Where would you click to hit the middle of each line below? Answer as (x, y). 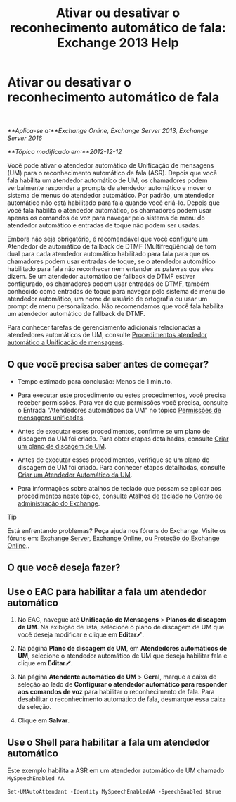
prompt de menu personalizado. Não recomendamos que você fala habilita (116, 306)
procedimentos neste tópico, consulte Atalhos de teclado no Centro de (120, 496)
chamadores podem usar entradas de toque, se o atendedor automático (111, 261)
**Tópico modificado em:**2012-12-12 (65, 151)
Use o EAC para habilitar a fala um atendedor (107, 592)
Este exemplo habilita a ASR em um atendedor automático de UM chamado (116, 770)
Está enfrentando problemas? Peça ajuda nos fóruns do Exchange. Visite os (117, 530)
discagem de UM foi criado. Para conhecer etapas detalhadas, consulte (121, 467)
